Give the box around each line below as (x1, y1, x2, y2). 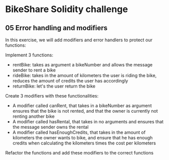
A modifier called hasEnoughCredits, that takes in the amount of (12, 129, 146, 135)
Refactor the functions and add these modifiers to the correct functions (5, 150, 154, 155)
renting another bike (12, 113, 55, 119)
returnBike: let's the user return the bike (12, 83, 96, 89)
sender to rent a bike (12, 67, 56, 73)
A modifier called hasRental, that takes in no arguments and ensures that (12, 119, 164, 124)
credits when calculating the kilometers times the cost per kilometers (12, 140, 156, 146)
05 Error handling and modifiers (5, 24, 107, 32)
